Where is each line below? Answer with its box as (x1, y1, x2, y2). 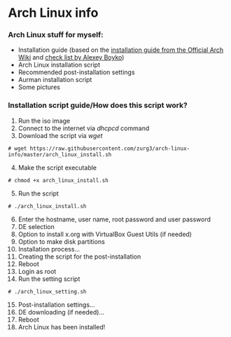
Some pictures (17, 83, 60, 92)
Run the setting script (17, 275, 80, 283)
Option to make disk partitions (17, 237, 106, 246)
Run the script (17, 189, 59, 198)
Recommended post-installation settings (17, 68, 135, 76)
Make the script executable (17, 163, 97, 172)
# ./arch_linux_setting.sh (8, 288, 87, 295)
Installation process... (17, 245, 80, 253)
